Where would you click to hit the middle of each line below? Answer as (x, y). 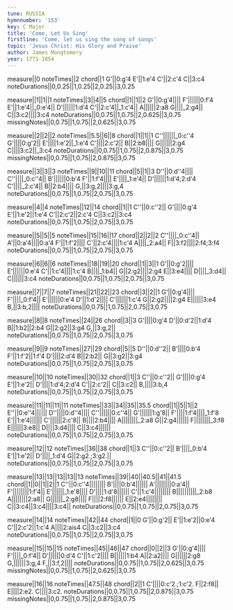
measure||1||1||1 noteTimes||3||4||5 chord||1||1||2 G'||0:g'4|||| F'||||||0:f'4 (110, 100)
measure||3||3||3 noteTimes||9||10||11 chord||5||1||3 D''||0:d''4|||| (100, 171)
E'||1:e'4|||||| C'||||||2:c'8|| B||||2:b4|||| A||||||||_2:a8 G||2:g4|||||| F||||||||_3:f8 (116, 420)
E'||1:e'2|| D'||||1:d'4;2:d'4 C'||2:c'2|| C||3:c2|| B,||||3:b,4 (88, 384)
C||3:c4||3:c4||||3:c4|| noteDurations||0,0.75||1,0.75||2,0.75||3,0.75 (103, 506)
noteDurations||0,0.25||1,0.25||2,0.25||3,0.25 (71, 86)
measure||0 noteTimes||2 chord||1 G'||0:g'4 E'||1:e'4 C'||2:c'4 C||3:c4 (106, 79)
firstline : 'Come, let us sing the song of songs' (82, 40)
